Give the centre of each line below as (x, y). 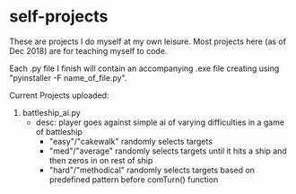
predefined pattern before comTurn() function (134, 179)
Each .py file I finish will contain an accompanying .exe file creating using (144, 68)
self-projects (59, 17)
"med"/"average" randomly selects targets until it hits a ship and (168, 151)
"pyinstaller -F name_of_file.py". (68, 77)
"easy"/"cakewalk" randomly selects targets (131, 141)
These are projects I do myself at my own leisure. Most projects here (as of (148, 41)
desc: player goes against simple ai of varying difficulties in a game (160, 122)
